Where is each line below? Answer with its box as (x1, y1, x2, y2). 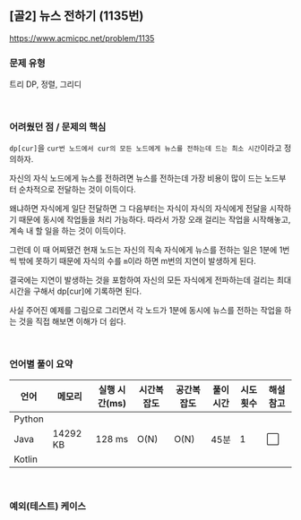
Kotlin (13, 453, 39, 465)
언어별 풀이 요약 (9, 358, 73, 371)
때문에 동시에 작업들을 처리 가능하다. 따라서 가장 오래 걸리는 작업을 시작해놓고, (18, 214, 291, 226)
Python (13, 413, 45, 425)
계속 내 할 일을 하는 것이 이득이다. (9, 226, 126, 236)
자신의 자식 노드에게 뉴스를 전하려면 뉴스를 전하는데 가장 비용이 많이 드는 (9, 173, 262, 183)
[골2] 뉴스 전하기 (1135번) (9, 8, 144, 24)
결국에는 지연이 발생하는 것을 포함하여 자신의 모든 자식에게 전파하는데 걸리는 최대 (9, 275, 292, 286)
